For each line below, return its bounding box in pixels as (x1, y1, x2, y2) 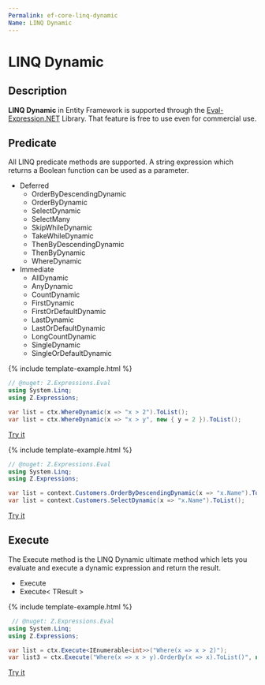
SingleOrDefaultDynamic (31, 349, 112, 358)
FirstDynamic (31, 298, 75, 308)
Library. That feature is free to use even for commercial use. (62, 114, 257, 123)
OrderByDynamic (31, 198, 88, 208)
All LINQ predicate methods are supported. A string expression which (8, 157, 234, 167)
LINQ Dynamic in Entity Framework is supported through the (8, 105, 205, 114)
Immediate (19, 265, 54, 275)
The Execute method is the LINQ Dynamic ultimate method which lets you (8, 554, 248, 564)
